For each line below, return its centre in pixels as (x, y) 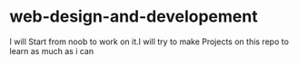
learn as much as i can (51, 50)
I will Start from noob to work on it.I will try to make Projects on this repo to (149, 41)
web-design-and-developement (134, 17)
